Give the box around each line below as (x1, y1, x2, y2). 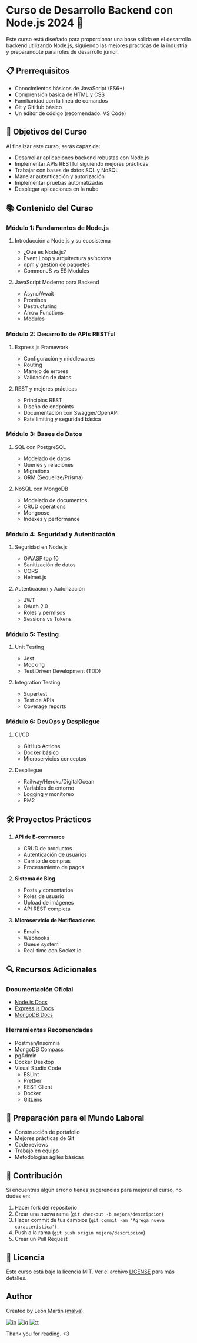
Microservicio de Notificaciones (14, 916, 95, 923)
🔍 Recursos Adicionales (6, 964, 97, 974)
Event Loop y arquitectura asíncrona (23, 255, 112, 262)
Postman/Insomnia (14, 1039, 61, 1046)
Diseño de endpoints (23, 402, 74, 410)
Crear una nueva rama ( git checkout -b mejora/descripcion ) (14, 1210, 163, 1217)
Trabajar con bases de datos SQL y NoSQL (14, 166, 119, 173)
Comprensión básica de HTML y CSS (14, 91, 105, 98)
